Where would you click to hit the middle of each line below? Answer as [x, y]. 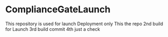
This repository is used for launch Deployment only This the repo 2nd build [84, 24]
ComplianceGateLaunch [58, 10]
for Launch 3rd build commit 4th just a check [53, 29]
